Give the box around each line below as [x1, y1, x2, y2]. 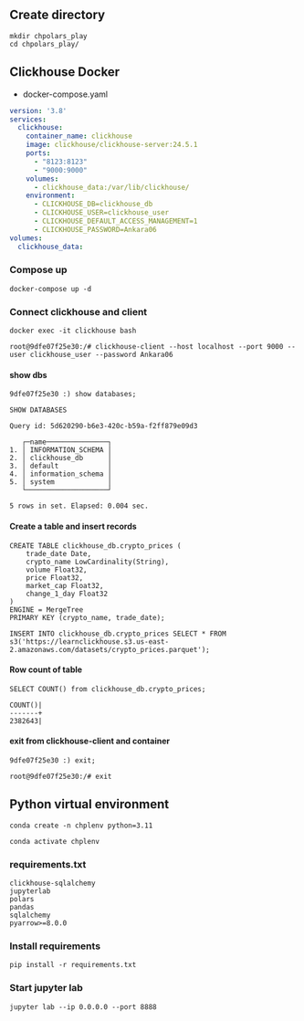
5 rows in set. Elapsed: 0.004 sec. [9, 501, 149, 510]
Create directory [9, 7, 106, 23]
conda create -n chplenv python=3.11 [9, 821, 153, 830]
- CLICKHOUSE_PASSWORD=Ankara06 [33, 225, 157, 234]
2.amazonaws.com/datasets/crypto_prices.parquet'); [9, 645, 210, 654]
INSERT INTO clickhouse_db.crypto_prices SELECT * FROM [9, 629, 226, 638]
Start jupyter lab [9, 982, 84, 995]
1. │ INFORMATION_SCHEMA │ [9, 446, 112, 455]
